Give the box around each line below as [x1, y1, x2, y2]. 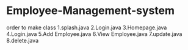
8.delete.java [6, 37, 39, 44]
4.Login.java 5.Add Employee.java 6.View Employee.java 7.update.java [6, 30, 183, 37]
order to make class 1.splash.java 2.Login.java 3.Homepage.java [6, 24, 167, 31]
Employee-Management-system [6, 4, 175, 18]
